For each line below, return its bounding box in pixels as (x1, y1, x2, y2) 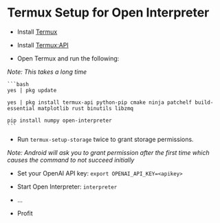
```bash (7, 81, 30, 87)
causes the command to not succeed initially (7, 156, 135, 164)
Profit (16, 209, 33, 217)
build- (195, 98, 214, 106)
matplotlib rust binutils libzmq (37, 105, 134, 111)
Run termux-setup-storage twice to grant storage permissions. (16, 135, 194, 143)
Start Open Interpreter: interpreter (16, 182, 118, 191)
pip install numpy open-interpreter (7, 117, 112, 124)
